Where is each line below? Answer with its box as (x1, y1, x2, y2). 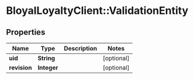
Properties (6, 27, 46, 37)
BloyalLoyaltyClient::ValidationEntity (6, 4, 189, 17)
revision (9, 64, 32, 71)
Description (64, 45, 98, 52)
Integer (37, 64, 58, 71)
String (37, 54, 56, 62)
